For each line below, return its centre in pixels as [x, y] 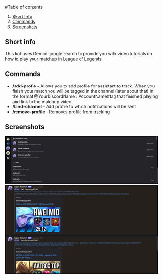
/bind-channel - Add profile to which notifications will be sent [74, 106]
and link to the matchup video [42, 101]
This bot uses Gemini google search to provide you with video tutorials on [79, 53]
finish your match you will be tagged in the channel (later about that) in [83, 91]
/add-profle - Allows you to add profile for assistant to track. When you [83, 86]
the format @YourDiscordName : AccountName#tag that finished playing [85, 96]
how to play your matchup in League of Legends [53, 59]
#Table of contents [24, 7]
